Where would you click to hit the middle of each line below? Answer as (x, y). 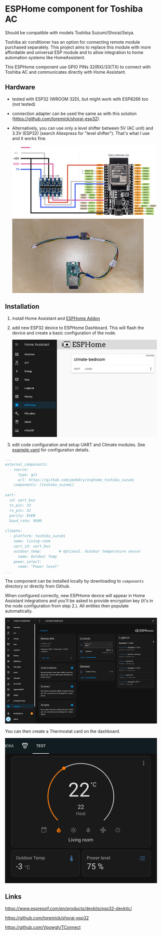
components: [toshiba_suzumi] (44, 485)
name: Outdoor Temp (37, 556)
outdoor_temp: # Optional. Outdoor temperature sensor (77, 551)
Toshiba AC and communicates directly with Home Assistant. (66, 72)
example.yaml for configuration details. (51, 450)
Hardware (20, 87)
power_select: (28, 562)
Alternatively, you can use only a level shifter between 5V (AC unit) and (82, 128)
